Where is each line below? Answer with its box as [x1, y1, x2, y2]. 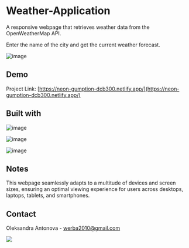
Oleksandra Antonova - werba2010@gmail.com [6, 224, 121, 232]
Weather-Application [6, 4, 111, 18]
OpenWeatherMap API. [6, 29, 61, 36]
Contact [6, 209, 36, 219]
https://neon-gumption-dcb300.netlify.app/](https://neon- [39, 85, 180, 92]
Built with [6, 109, 42, 119]
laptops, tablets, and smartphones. [6, 192, 90, 199]
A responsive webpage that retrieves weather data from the [6, 24, 150, 31]
